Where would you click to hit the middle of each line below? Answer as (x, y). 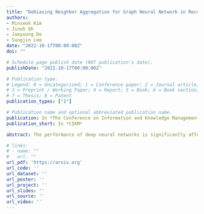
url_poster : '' (25, 179)
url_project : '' (27, 185)
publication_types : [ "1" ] (39, 102)
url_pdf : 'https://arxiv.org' (45, 162)
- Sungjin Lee (24, 40)
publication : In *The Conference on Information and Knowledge (88, 118)
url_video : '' (24, 202)
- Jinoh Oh (20, 29)
